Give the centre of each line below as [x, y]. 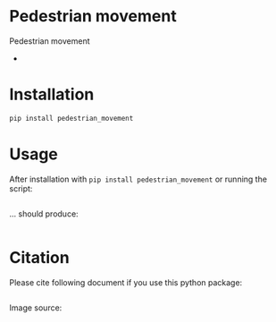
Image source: [36, 308]
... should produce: [44, 214]
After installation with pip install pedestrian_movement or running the [138, 179]
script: [21, 188]
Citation [39, 257]
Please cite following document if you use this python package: [126, 282]
